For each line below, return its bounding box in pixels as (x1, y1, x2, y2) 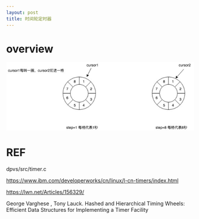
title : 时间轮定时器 (6, 15, 52, 22)
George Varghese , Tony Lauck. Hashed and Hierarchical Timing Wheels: (6, 199, 185, 207)
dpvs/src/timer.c (6, 165, 46, 172)
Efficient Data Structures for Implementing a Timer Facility (6, 206, 149, 213)
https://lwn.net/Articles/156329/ (6, 188, 85, 195)
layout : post (6, 9, 39, 15)
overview (6, 42, 54, 56)
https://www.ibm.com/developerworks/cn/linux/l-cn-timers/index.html (6, 177, 179, 184)
